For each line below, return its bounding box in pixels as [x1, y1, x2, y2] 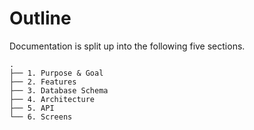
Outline [9, 7, 72, 30]
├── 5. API [9, 103, 55, 113]
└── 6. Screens [9, 112, 73, 122]
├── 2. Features [9, 77, 77, 87]
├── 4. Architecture [9, 94, 96, 104]
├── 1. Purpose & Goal [9, 68, 104, 78]
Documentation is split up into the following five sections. [9, 40, 246, 52]
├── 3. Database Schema [9, 85, 109, 96]
